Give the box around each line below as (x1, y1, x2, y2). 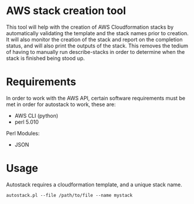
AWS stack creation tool (6, 4, 126, 18)
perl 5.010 (14, 118, 39, 125)
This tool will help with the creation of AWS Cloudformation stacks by (6, 23, 174, 30)
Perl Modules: (6, 130, 40, 137)
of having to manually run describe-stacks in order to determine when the (6, 48, 185, 55)
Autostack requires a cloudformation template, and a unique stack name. (6, 181, 182, 188)
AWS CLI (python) (14, 112, 59, 119)
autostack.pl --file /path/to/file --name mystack (6, 192, 133, 198)
